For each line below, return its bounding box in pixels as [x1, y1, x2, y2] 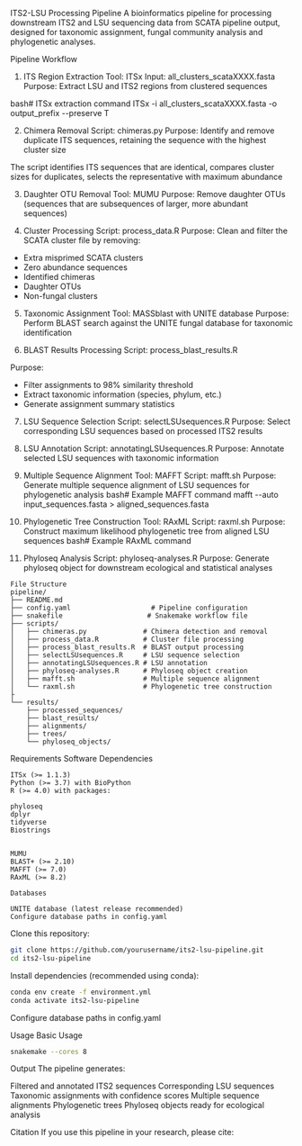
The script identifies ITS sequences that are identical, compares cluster [10, 162, 275, 172]
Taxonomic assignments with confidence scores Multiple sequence [10, 1090, 260, 1101]
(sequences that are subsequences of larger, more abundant [22, 198, 249, 209]
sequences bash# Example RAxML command [22, 536, 191, 546]
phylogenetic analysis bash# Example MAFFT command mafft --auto [22, 490, 280, 500]
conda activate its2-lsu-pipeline [10, 996, 140, 1005]
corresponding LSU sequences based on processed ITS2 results [22, 426, 263, 436]
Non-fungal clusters [22, 291, 98, 301]
